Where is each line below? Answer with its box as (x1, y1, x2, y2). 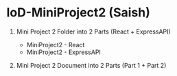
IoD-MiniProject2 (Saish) (6, 5, 150, 21)
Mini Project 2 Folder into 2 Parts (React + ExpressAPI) (16, 27, 171, 36)
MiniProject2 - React (26, 40, 85, 49)
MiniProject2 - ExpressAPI (26, 48, 101, 56)
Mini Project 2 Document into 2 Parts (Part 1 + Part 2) (16, 61, 167, 69)
